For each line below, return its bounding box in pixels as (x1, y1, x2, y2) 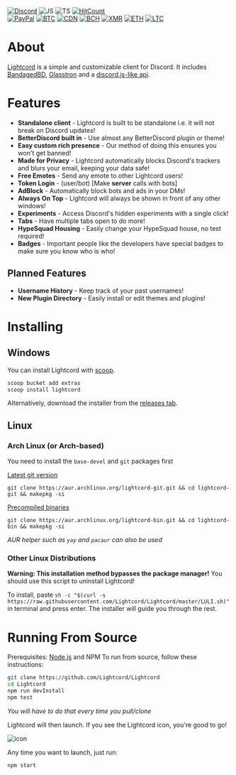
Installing (7, 318, 64, 335)
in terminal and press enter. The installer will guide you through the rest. (7, 605, 218, 613)
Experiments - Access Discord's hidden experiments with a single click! (17, 209, 229, 217)
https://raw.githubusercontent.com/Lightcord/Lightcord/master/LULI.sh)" (7, 598, 230, 605)
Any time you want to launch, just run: (7, 748, 118, 757)
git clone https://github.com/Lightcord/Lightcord (7, 674, 160, 681)
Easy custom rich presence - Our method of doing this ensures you (17, 141, 218, 149)
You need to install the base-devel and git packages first (7, 457, 174, 465)
